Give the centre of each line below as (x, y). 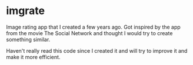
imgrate (26, 11)
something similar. (28, 39)
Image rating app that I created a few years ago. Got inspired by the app (93, 27)
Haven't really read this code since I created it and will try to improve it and (97, 50)
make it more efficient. (33, 57)
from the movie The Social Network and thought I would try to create (89, 33)
